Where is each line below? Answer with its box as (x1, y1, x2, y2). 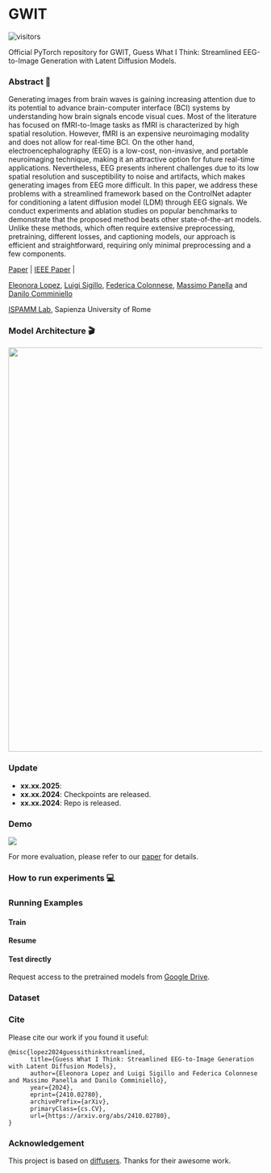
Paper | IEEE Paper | (8, 264, 75, 275)
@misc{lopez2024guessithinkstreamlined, (8, 1048, 147, 1056)
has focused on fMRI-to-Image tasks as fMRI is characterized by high (8, 120, 240, 130)
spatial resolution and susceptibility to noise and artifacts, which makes (8, 171, 246, 182)
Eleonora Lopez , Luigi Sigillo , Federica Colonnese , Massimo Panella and (8, 281, 248, 290)
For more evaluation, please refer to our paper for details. (8, 852, 199, 862)
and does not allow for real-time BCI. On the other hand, (8, 137, 195, 147)
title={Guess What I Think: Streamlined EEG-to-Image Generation (29, 1055, 254, 1063)
